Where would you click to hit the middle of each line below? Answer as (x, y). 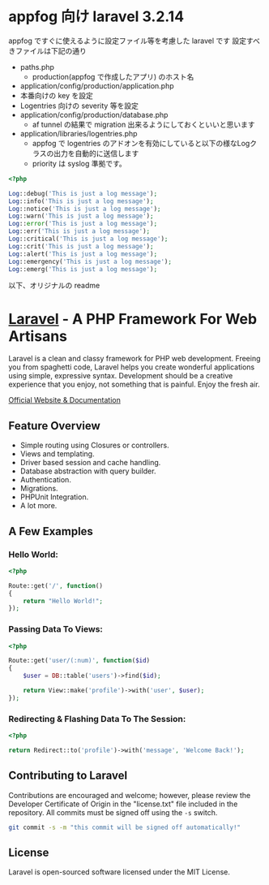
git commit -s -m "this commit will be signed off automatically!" (125, 827)
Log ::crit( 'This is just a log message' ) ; (81, 246)
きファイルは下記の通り (47, 50)
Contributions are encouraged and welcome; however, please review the (130, 795)
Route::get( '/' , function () (56, 585)
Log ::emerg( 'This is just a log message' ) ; (83, 269)
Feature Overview (55, 426)
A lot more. (38, 506)
